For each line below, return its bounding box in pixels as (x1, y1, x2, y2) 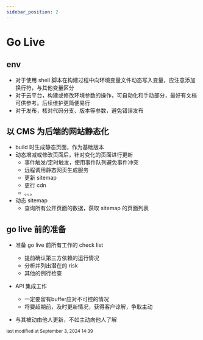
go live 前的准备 (6, 224, 66, 235)
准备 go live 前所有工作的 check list (15, 241, 104, 249)
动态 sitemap (15, 197, 48, 204)
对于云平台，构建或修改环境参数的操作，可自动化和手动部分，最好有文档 (15, 91, 197, 99)
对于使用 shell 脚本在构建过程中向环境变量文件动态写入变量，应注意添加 (15, 76, 196, 83)
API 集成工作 (15, 283, 48, 290)
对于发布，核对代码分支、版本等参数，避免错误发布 (15, 107, 144, 114)
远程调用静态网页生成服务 (24, 166, 89, 174)
